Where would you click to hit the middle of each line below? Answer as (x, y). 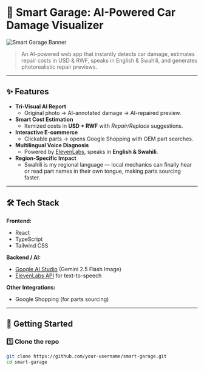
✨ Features (28, 92)
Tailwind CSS (32, 245)
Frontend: (19, 221)
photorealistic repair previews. (59, 67)
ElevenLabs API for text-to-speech (58, 276)
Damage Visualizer (55, 25)
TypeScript (29, 239)
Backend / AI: (24, 257)
